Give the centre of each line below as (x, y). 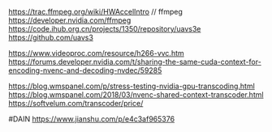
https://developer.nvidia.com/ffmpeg (70, 20)
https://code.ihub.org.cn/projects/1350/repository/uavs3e (105, 29)
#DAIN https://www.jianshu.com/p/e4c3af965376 (92, 119)
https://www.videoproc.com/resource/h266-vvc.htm (96, 53)
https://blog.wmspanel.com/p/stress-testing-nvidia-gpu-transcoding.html (132, 86)
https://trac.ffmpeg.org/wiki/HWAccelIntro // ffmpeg (95, 12)
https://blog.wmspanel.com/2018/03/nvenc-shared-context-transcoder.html (136, 95)
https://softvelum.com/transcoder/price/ (76, 103)
